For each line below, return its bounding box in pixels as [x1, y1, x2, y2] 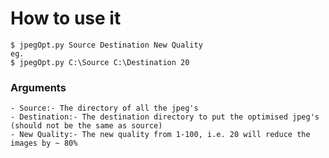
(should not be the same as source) [10, 121, 163, 131]
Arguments [10, 80, 67, 94]
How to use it [10, 7, 122, 30]
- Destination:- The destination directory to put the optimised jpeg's [10, 112, 320, 122]
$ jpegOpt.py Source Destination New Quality [10, 40, 203, 50]
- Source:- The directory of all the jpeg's [10, 103, 199, 114]
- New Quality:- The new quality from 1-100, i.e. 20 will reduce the [10, 130, 311, 140]
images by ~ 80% [10, 138, 78, 149]
